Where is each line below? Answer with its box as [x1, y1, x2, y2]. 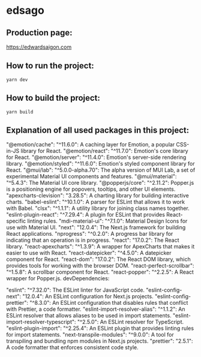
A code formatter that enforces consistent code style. [6, 344, 139, 351]
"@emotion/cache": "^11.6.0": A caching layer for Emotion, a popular [6, 141, 175, 148]
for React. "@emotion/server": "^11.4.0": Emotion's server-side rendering [6, 154, 187, 161]
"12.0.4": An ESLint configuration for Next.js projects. [22, 293, 154, 300]
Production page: [6, 28, 73, 38]
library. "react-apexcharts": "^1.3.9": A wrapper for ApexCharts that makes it [6, 243, 195, 250]
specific [6, 217, 26, 225]
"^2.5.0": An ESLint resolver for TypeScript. [77, 319, 184, 326]
